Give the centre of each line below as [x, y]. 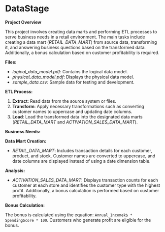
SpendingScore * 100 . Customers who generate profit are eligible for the [78, 220]
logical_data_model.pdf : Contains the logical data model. [70, 71]
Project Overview [23, 22]
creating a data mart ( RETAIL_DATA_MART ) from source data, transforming [81, 42]
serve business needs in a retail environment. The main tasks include [75, 37]
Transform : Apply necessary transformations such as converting [78, 106]
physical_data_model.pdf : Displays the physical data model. [73, 77]
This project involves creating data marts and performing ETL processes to [81, 31]
